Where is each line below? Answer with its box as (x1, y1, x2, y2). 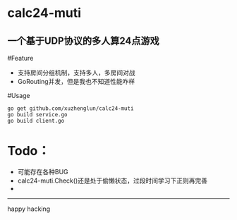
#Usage (7, 92, 30, 99)
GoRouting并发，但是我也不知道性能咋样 (17, 78, 135, 85)
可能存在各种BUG (17, 167, 68, 176)
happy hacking (7, 204, 51, 213)
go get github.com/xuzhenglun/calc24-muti (7, 105, 134, 112)
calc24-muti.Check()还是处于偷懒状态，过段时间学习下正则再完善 (17, 176, 208, 185)
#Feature (7, 54, 34, 62)
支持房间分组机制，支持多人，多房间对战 (17, 68, 135, 77)
